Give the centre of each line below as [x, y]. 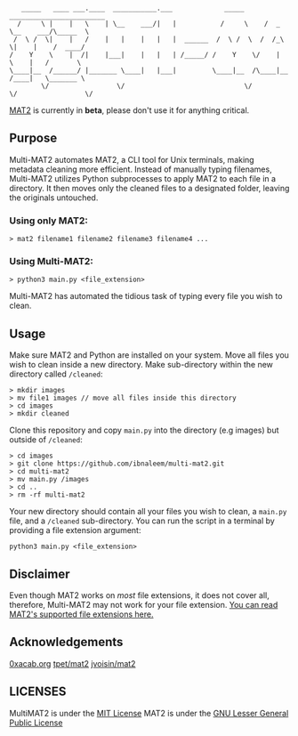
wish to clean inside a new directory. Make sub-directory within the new [141, 365]
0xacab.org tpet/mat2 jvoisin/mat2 [72, 663]
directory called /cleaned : [56, 374]
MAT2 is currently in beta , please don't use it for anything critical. [129, 110]
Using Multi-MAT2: [51, 262]
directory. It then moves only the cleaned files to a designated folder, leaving [149, 188]
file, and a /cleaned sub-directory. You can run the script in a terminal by [142, 521]
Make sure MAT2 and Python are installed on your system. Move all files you [149, 355]
